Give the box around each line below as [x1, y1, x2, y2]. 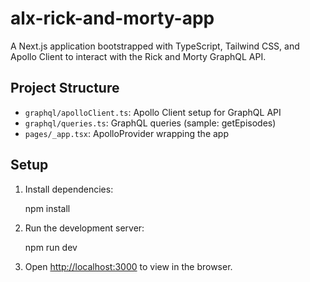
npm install [24, 202, 71, 214]
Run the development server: [24, 222, 145, 234]
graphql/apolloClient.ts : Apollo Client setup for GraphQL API [24, 106, 282, 118]
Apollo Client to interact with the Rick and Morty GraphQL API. [10, 50, 267, 62]
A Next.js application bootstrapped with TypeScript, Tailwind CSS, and [10, 40, 300, 52]
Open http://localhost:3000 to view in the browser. [24, 260, 233, 272]
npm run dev [24, 241, 78, 253]
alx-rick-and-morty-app [10, 7, 215, 30]
